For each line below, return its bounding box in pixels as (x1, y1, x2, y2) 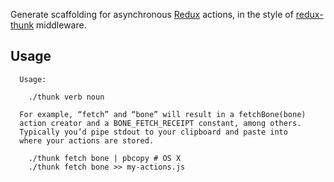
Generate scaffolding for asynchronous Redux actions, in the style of (10, 9, 294, 20)
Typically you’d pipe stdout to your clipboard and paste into (19, 127, 288, 137)
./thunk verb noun (28, 92, 105, 102)
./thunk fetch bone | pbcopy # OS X (28, 153, 182, 163)
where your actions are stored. (19, 135, 155, 146)
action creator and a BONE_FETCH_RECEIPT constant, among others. (19, 118, 302, 128)
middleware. (36, 19, 87, 31)
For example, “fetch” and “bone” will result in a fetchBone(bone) (19, 109, 307, 119)
